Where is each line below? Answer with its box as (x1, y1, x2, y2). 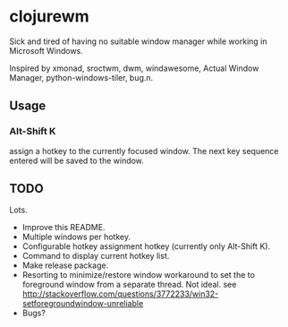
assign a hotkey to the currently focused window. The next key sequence (9, 145, 279, 156)
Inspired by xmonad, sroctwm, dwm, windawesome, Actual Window (9, 63, 259, 73)
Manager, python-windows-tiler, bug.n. (9, 72, 154, 82)
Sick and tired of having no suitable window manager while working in (9, 36, 267, 47)
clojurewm (9, 6, 89, 27)
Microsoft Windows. (9, 45, 83, 56)
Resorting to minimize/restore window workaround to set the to (21, 270, 255, 280)
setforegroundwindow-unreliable (21, 298, 144, 309)
